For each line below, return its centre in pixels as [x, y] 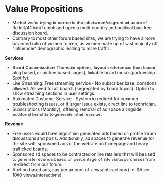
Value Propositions [44, 9]
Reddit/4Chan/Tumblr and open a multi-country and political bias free [82, 27]
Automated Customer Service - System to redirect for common [75, 98]
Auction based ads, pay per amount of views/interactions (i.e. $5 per [81, 169]
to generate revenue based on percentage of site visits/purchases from [83, 159]
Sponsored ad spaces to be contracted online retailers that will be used [84, 154]
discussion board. [30, 33]
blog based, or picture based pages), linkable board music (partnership [83, 72]
